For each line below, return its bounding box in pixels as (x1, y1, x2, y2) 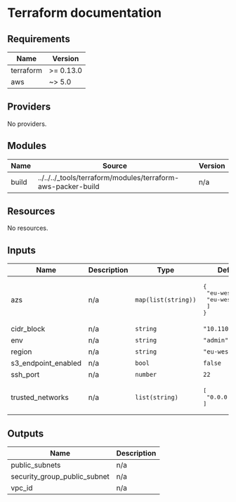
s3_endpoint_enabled (11, 359, 82, 368)
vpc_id (11, 483, 33, 493)
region (11, 347, 32, 356)
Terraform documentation (7, 5, 162, 21)
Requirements (7, 33, 70, 45)
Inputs (7, 244, 37, 256)
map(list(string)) (134, 295, 197, 304)
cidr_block (11, 324, 46, 334)
